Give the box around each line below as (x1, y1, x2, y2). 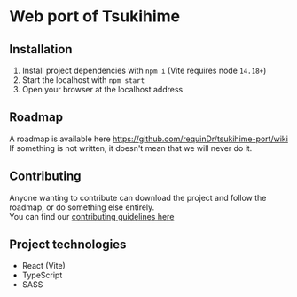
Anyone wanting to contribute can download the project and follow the (9, 192, 267, 203)
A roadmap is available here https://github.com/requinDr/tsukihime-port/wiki (9, 133, 288, 144)
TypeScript (21, 269, 63, 281)
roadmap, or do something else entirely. (9, 202, 155, 213)
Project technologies (9, 237, 127, 253)
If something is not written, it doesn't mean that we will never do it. (9, 142, 253, 153)
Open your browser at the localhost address (21, 84, 184, 94)
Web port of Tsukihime (9, 6, 181, 27)
